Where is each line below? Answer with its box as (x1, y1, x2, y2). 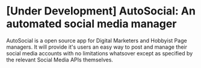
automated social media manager (6, 17, 177, 31)
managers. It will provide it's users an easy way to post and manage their (6, 43, 188, 51)
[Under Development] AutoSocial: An (6, 4, 196, 18)
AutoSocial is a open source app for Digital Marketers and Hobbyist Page (6, 37, 188, 44)
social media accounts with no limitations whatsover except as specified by (6, 49, 193, 57)
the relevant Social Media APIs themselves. (6, 56, 113, 63)
